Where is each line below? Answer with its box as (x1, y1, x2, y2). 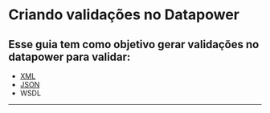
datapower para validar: (8, 50, 131, 63)
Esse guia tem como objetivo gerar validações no (8, 38, 260, 51)
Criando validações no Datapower (8, 6, 239, 24)
